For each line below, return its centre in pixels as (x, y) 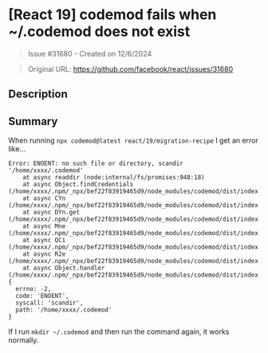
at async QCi (44, 241)
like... (17, 149)
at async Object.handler (64, 269)
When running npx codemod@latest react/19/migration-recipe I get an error (134, 140)
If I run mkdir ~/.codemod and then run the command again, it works (119, 331)
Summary (33, 121)
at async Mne (44, 226)
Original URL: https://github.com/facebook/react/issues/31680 (130, 69)
